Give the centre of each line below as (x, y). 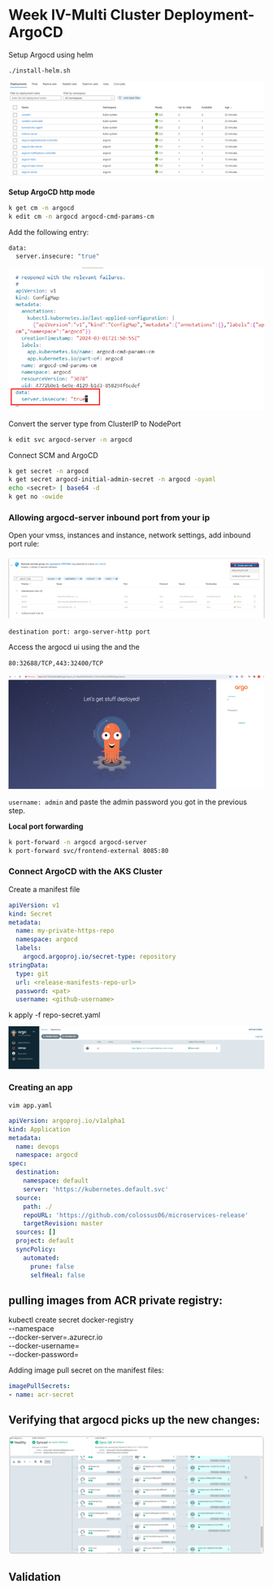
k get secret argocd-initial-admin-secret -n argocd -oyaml (113, 480)
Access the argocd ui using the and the (74, 646)
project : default (45, 1241)
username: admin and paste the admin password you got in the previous (128, 802)
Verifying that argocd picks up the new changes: (134, 1420)
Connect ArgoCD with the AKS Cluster (86, 872)
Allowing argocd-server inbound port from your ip (109, 517)
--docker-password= (44, 1355)
